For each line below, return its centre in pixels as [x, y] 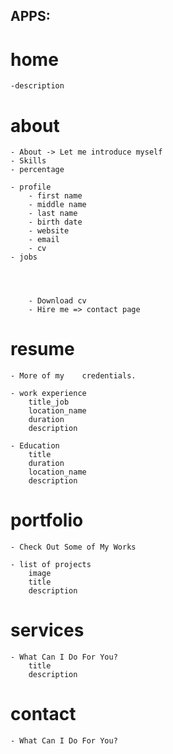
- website [49, 231]
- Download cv [57, 301]
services [47, 630]
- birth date [55, 222]
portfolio [47, 520]
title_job [49, 402]
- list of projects [51, 565]
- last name [53, 214]
